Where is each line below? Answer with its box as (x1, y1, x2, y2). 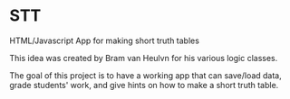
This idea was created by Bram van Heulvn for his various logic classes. (9, 52, 278, 63)
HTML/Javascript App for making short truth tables (9, 35, 199, 46)
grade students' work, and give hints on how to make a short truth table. (9, 79, 279, 90)
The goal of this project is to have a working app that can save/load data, (9, 69, 283, 81)
